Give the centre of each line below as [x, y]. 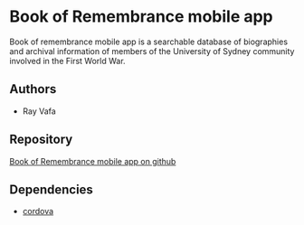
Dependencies [51, 189]
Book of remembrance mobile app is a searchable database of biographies [148, 42]
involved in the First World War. [67, 61]
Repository [41, 140]
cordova [38, 211]
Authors [33, 89]
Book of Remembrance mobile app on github [93, 161]
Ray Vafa [39, 111]
